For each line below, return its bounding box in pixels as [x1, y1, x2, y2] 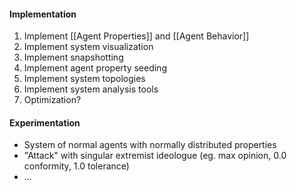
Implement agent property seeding [23, 62, 167, 74]
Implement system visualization [23, 41, 154, 53]
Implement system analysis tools [23, 83, 159, 95]
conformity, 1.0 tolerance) [23, 160, 130, 172]
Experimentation [9, 116, 81, 129]
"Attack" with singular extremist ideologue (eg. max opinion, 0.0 [23, 150, 287, 162]
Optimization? [23, 94, 82, 106]
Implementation [9, 8, 77, 20]
